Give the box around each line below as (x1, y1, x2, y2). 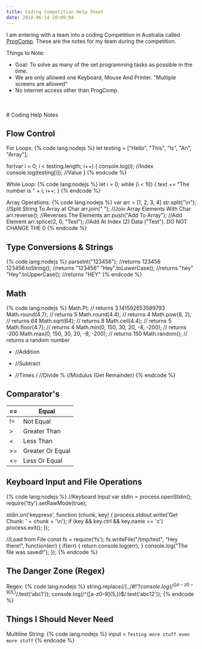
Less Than (23, 436, 53, 445)
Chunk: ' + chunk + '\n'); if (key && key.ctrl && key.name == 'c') (6, 517, 163, 525)
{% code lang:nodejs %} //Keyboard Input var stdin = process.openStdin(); (6, 493, 192, 500)
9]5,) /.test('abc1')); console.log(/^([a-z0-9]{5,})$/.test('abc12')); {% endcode (6, 589, 194, 598)
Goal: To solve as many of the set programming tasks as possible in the (14, 61, 193, 68)
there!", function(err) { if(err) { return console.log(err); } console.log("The (6, 542, 188, 549)
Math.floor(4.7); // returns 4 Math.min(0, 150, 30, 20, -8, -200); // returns (6, 324, 187, 331)
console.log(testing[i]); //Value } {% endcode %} (6, 169, 127, 176)
